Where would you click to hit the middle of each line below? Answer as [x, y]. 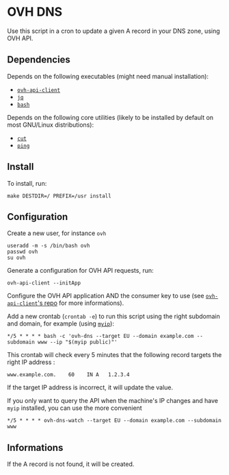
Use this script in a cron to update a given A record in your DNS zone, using [113, 31]
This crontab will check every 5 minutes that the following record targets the [114, 355]
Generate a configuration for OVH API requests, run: [80, 271]
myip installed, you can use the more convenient [75, 408]
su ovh [16, 258]
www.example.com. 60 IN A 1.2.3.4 [68, 375]
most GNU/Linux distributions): [51, 125]
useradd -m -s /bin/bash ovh [49, 246]
